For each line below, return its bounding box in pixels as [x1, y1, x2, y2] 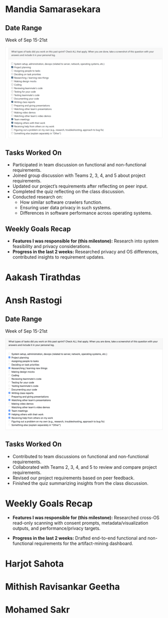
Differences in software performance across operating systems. [20, 210, 152, 216]
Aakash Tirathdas [5, 272, 81, 283]
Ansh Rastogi [5, 295, 62, 306]
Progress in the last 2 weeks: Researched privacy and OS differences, [12, 249, 159, 255]
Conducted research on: [12, 194, 63, 200]
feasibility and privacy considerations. [12, 243, 91, 250]
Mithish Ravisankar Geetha [5, 581, 120, 593]
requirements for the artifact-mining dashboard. [34, 540, 133, 546]
